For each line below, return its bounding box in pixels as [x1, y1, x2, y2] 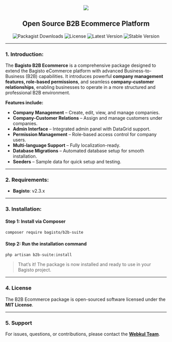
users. [12, 137, 27, 143]
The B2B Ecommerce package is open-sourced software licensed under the [5, 296, 166, 302]
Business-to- [124, 68, 152, 74]
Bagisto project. [17, 267, 52, 273]
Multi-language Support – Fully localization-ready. [12, 142, 121, 148]
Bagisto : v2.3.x [12, 188, 45, 194]
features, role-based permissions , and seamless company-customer [5, 79, 155, 85]
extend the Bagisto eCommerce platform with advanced [5, 68, 123, 74]
